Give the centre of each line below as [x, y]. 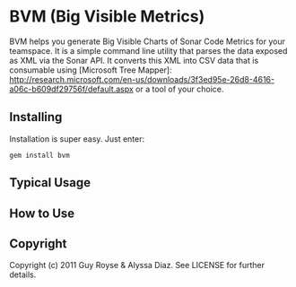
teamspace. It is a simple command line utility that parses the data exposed [148, 50]
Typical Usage [50, 183]
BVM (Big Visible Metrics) [107, 17]
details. [23, 274]
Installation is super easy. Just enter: [77, 139]
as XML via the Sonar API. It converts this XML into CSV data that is [134, 60]
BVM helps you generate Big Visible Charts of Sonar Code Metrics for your [147, 41]
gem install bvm [39, 155]
